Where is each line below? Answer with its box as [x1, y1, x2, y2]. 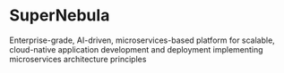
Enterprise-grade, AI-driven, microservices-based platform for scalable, [9, 35, 275, 45]
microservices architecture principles [9, 53, 147, 64]
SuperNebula [9, 5, 110, 26]
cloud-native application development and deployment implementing [9, 44, 263, 54]
